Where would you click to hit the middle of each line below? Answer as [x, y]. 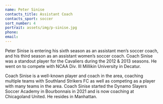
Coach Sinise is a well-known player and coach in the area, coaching [74, 76]
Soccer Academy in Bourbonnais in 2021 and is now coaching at [70, 91]
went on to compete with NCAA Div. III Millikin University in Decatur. [73, 66]
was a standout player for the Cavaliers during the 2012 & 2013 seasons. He [81, 61]
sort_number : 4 [20, 23]
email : [12, 37]
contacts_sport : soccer [29, 19]
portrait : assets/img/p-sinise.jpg [41, 28]
